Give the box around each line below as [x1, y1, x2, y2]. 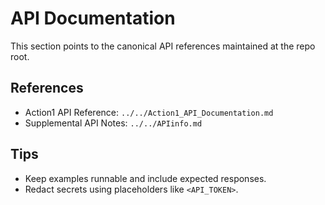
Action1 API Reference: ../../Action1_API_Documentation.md [24, 106, 274, 118]
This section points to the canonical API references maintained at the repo [10, 40, 316, 52]
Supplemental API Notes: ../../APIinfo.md [24, 117, 203, 129]
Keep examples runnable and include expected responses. [24, 172, 267, 184]
